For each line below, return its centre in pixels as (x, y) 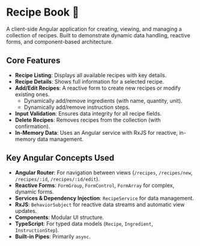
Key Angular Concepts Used (60, 158)
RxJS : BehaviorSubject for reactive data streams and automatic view (100, 204)
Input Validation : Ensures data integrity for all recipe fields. (88, 113)
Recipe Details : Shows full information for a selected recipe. (89, 81)
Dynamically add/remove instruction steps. (77, 107)
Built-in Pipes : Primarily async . (53, 236)
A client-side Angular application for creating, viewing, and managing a (94, 29)
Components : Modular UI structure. (59, 217)
